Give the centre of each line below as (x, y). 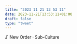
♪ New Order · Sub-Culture (32, 37)
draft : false (18, 19)
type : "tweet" (19, 23)
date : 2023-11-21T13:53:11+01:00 (39, 14)
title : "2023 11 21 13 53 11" (36, 10)
